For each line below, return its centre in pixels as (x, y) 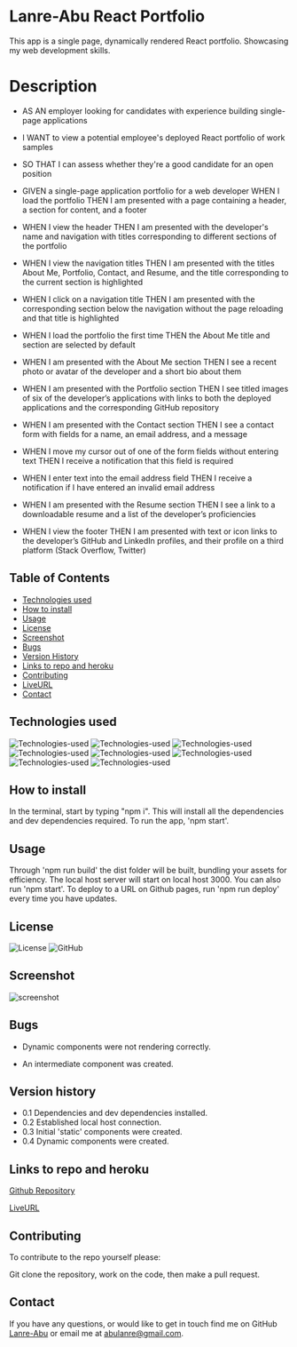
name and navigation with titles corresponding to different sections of (149, 236)
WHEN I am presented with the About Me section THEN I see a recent (149, 362)
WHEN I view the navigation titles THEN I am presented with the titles (148, 263)
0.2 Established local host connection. (92, 1122)
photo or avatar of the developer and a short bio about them (132, 371)
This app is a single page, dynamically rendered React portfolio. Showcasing (149, 41)
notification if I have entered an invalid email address (118, 487)
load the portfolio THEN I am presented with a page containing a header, (154, 200)
